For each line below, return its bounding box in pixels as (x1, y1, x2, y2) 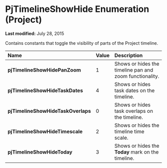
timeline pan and (114, 66, 153, 73)
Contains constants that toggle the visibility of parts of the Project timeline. (5, 40, 159, 46)
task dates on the (114, 87, 155, 94)
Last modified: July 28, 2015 (5, 30, 65, 36)
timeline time (114, 128, 145, 135)
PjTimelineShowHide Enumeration (5, 3, 150, 15)
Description (114, 52, 143, 59)
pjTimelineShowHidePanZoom (7, 66, 81, 73)
